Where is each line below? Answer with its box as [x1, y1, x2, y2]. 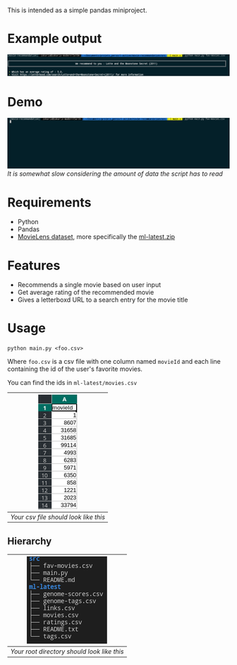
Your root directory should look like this [10, 647, 124, 655]
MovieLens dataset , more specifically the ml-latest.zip [17, 233, 175, 241]
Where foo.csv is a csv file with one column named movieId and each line [7, 358, 221, 366]
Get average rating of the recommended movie [17, 288, 154, 297]
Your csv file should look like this [10, 513, 106, 521]
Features [7, 257, 61, 274]
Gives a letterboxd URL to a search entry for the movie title [17, 295, 188, 304]
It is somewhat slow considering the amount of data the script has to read [7, 169, 224, 178]
